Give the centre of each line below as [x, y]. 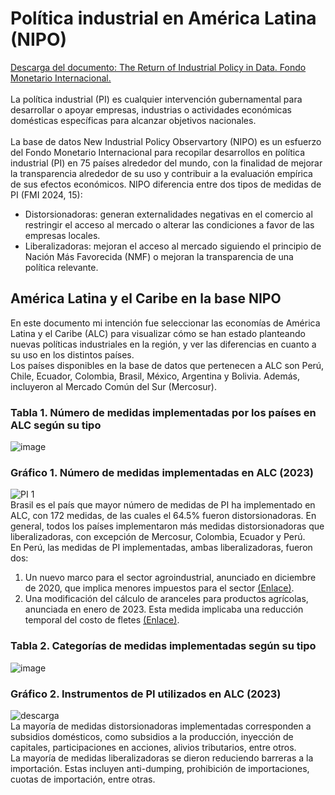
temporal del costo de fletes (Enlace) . [102, 620]
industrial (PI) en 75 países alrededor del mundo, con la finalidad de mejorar [166, 163]
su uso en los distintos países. [72, 354]
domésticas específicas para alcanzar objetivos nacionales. [133, 120]
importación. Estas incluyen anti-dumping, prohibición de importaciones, [160, 768]
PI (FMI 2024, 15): [46, 194]
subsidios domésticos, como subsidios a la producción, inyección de [152, 736]
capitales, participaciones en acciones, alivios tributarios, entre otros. [153, 747]
